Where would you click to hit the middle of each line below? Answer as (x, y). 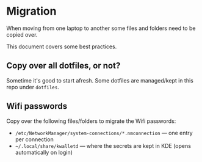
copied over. (22, 34)
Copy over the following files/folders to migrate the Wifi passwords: (91, 121)
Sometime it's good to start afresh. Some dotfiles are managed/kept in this (100, 80)
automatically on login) (44, 152)
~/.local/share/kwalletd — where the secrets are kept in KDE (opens (103, 145)
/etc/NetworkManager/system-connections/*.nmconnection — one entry (104, 133)
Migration (31, 11)
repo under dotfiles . (33, 87)
